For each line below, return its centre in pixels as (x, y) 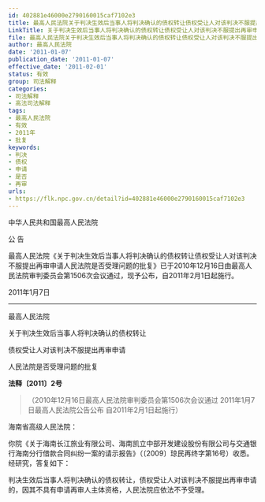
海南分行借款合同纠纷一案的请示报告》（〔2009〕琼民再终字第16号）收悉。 (134, 453)
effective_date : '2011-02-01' (58, 67)
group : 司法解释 (32, 81)
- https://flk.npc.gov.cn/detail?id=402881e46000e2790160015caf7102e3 (127, 199)
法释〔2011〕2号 (35, 383)
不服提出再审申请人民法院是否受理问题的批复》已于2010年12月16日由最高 (127, 266)
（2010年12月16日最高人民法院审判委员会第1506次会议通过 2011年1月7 (141, 400)
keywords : (24, 147)
